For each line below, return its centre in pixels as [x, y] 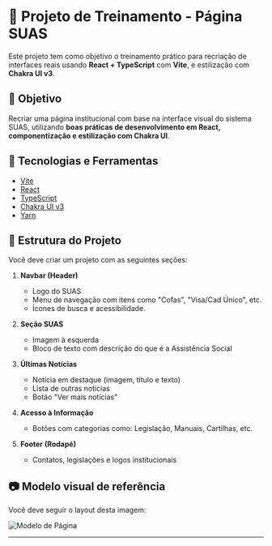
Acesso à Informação [57, 413]
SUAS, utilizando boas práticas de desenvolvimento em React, [115, 127]
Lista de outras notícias [71, 389]
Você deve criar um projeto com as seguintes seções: [98, 260]
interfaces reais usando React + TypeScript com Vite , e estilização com [129, 65]
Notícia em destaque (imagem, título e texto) [106, 380]
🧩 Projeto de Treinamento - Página [125, 17]
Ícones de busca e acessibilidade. [89, 309]
